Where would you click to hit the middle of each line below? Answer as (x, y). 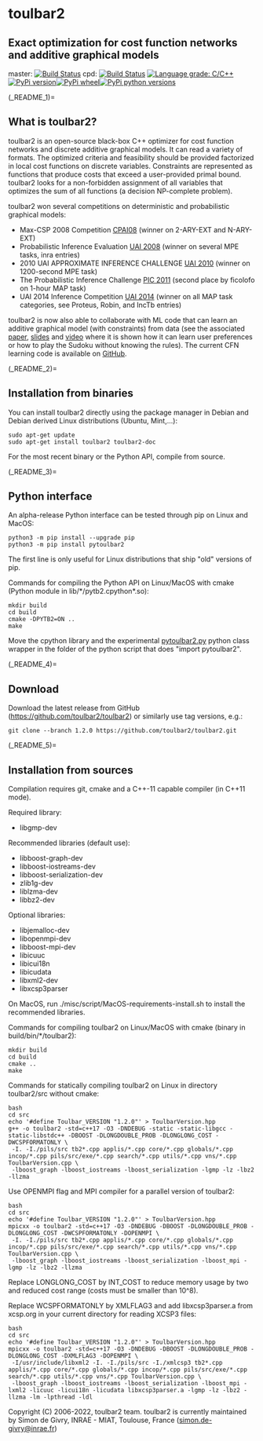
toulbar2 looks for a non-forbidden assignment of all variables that (115, 182)
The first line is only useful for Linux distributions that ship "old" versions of (130, 559)
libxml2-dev (39, 980)
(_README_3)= (33, 471)
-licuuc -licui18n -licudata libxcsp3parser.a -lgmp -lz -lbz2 (135, 1391)
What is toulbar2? (53, 122)
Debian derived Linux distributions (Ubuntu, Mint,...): (93, 420)
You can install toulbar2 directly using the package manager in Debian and (128, 412)
